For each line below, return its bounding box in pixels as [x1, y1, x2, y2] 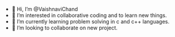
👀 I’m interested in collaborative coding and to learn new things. [11, 12, 167, 19]
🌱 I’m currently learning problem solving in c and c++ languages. [11, 18, 170, 25]
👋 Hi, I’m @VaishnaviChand [11, 6, 78, 12]
